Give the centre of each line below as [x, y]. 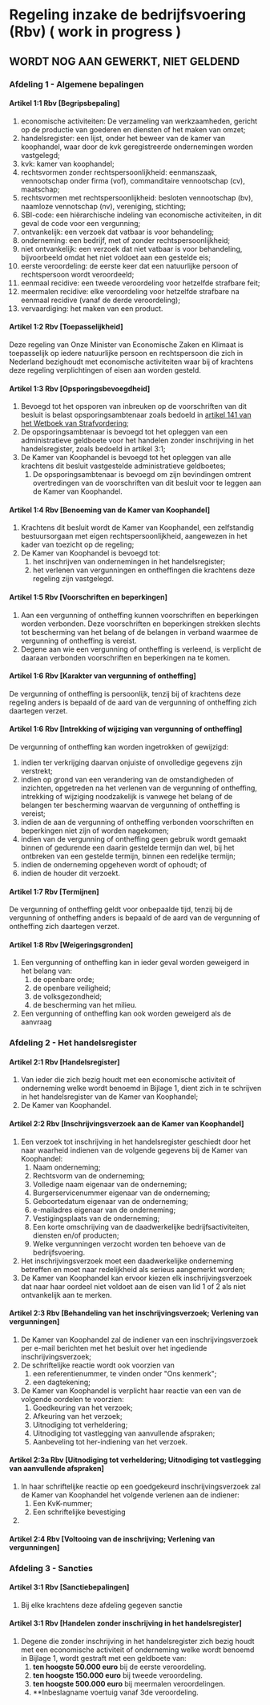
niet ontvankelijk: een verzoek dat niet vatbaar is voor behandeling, [131, 248]
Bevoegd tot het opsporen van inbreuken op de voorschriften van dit [134, 406]
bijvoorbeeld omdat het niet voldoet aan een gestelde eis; [116, 257]
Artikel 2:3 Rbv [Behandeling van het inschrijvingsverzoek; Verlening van [134, 1313]
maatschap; [40, 189]
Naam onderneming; [66, 1167]
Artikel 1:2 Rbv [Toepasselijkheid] [66, 327]
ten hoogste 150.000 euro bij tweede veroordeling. [118, 1675]
